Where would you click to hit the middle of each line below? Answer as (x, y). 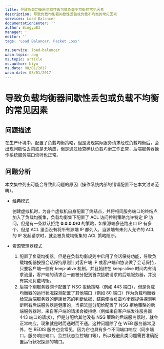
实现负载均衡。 (39, 280)
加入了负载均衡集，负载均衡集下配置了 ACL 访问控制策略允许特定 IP (80, 217)
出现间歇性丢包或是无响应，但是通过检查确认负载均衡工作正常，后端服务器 (80, 149)
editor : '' (16, 37)
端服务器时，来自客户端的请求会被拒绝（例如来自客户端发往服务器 (86, 311)
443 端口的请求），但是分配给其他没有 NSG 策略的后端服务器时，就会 (89, 317)
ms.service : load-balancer (32, 50)
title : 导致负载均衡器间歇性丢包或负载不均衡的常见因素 (54, 10)
